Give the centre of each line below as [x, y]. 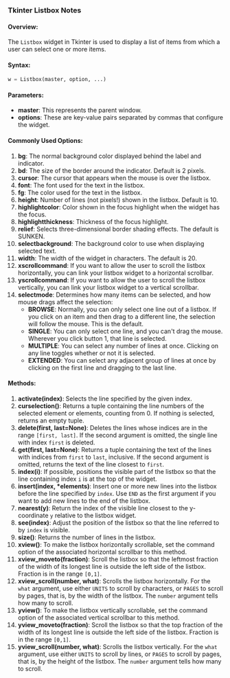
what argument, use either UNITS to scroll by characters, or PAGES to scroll [120, 588]
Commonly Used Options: [45, 140]
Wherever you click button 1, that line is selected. [97, 338]
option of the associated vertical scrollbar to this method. [99, 618]
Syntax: [19, 65]
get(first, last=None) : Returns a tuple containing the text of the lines [115, 449]
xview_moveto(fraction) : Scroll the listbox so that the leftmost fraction [118, 559]
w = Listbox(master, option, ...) [57, 80]
